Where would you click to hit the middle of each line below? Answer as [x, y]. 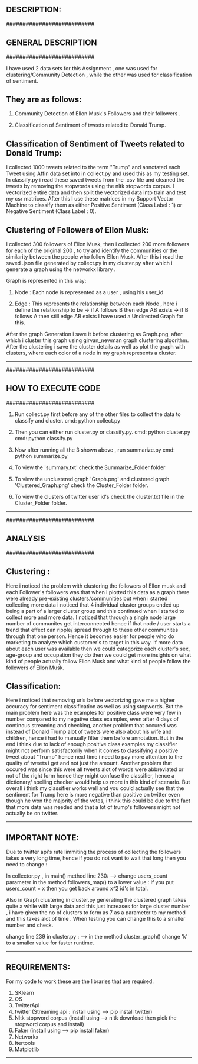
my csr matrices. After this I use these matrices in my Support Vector [90, 199]
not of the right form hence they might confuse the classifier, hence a [90, 776]
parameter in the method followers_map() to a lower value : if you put [90, 882]
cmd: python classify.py [44, 438]
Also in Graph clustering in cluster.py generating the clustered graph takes [96, 900]
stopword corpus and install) [49, 1024]
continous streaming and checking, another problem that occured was [91, 726]
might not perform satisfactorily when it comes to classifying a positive [92, 750]
